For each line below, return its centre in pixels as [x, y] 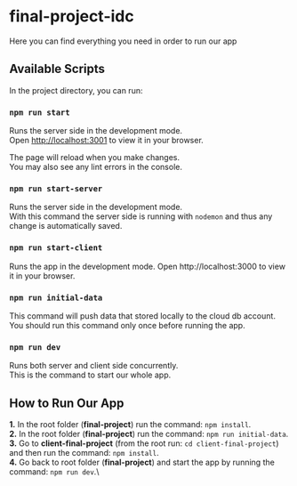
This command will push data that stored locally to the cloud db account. [142, 316]
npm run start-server [56, 188]
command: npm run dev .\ [54, 472]
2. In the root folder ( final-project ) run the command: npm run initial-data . [149, 434]
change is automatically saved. [66, 226]
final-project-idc [72, 16]
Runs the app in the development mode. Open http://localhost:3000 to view [148, 266]
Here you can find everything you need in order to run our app [123, 41]
